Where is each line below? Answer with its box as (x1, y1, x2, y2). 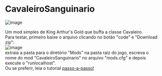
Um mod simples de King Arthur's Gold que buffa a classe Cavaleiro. (5, 29, 143, 35)
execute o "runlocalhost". (5, 60, 56, 66)
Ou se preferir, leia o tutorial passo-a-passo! (5, 65, 94, 71)
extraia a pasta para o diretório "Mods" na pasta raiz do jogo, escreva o (5, 50, 149, 56)
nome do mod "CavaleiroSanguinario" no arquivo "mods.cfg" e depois (5, 55, 146, 60)
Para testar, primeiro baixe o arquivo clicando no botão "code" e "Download (5, 34, 158, 40)
